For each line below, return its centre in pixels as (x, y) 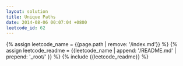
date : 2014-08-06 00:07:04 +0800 (47, 22)
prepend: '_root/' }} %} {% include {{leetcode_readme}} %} (77, 57)
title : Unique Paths (31, 17)
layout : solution (27, 11)
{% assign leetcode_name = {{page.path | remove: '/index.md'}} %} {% (92, 44)
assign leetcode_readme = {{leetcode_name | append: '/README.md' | (91, 51)
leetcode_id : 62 (26, 28)
